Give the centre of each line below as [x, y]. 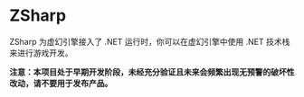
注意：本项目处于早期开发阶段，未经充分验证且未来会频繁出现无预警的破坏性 [152, 72]
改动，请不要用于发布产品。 [61, 83]
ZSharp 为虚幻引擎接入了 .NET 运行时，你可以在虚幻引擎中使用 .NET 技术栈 [150, 41]
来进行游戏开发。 [41, 53]
